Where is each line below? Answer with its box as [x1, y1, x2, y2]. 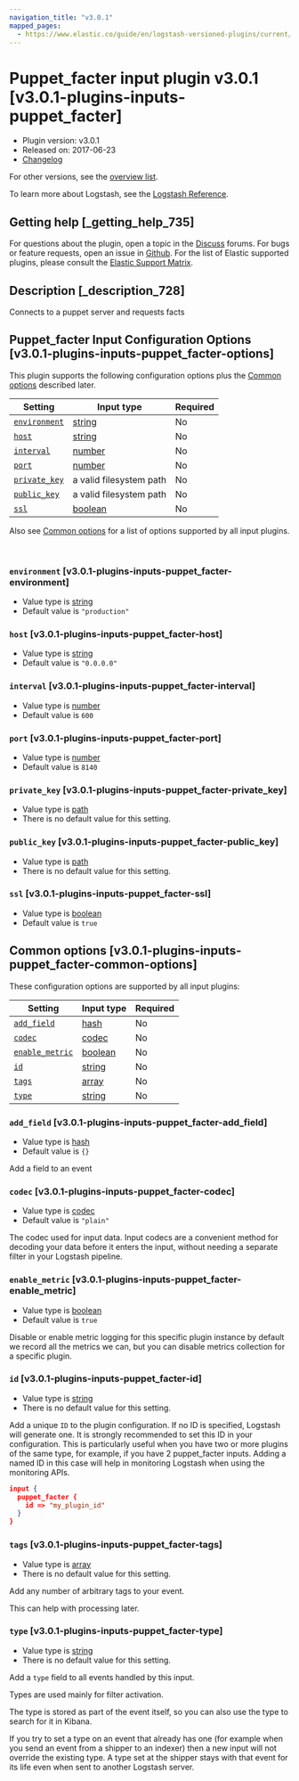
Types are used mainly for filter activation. [9, 1689, 164, 1700]
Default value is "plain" [21, 1215, 109, 1226]
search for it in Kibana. [9, 1716, 93, 1727]
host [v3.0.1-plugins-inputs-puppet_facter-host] [9, 627, 223, 640]
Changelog [21, 154, 63, 165]
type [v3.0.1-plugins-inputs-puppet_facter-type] [9, 1625, 223, 1638]
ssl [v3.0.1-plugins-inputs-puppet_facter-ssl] [9, 887, 212, 900]
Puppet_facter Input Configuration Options [9, 332, 252, 347]
